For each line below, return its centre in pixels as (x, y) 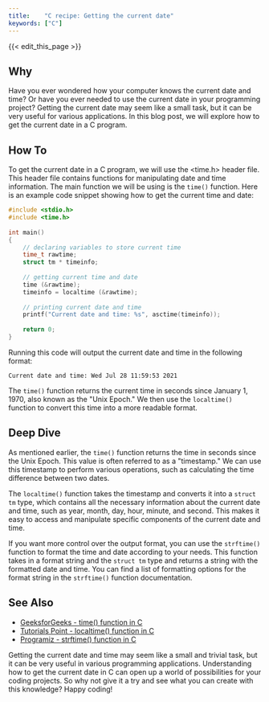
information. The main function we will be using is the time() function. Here (133, 187)
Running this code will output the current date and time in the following (125, 352)
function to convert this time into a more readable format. (103, 408)
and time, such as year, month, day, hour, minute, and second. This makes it (134, 511)
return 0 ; (39, 330)
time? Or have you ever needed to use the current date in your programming (134, 99)
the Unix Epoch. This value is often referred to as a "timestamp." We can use (135, 461)
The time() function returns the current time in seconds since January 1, (128, 390)
